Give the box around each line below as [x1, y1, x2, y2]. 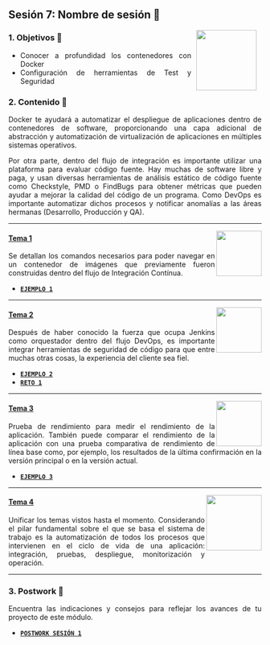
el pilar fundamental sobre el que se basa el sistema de [8, 523, 205, 533]
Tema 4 [8, 497, 35, 507]
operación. [8, 557, 44, 568]
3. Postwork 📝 [8, 585, 64, 597]
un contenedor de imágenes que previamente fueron [8, 259, 215, 270]
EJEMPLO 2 [19, 370, 54, 378]
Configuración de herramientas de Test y [19, 68, 191, 77]
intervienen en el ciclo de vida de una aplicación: [8, 540, 205, 550]
